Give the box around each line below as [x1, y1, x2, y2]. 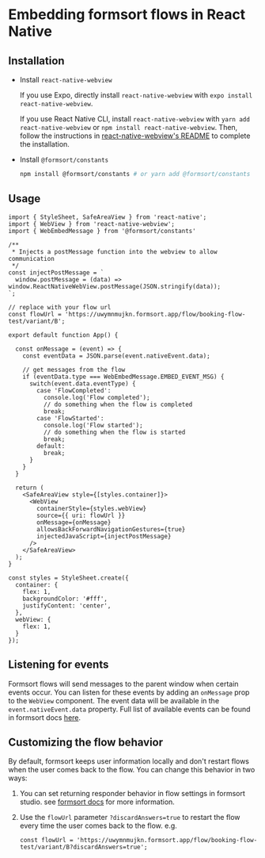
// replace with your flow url [8, 303, 112, 311]
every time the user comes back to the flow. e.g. [19, 821, 178, 830]
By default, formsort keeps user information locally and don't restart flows [8, 756, 250, 766]
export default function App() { [8, 331, 119, 339]
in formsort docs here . [8, 712, 81, 722]
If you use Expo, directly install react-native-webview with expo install [19, 90, 253, 100]
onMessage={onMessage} [36, 518, 112, 527]
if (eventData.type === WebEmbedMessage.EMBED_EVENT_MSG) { [22, 373, 225, 381]
